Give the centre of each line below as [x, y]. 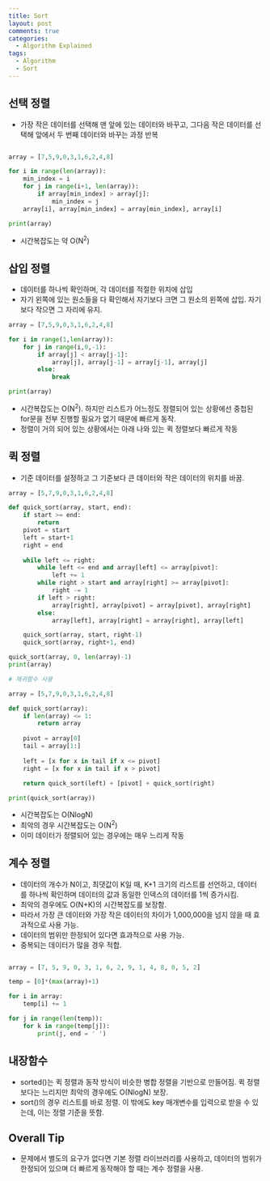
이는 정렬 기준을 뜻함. [71, 1112]
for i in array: [36, 997]
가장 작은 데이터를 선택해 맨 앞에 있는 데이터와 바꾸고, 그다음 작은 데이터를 [136, 124]
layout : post [30, 23]
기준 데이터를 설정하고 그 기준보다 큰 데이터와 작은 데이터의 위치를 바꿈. [132, 477]
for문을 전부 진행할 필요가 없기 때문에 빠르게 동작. [98, 418]
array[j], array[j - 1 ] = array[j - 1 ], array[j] [129, 362]
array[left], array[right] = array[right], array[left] [148, 620]
